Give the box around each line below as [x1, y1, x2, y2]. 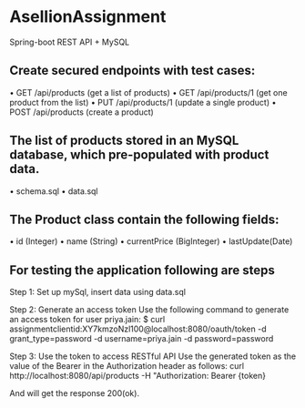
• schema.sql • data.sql [9, 185, 98, 197]
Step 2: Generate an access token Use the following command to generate [9, 304, 290, 315]
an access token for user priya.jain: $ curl [9, 314, 166, 325]
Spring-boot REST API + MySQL [9, 36, 130, 47]
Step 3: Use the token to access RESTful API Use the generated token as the [9, 351, 297, 362]
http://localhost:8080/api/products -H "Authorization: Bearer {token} [9, 371, 267, 382]
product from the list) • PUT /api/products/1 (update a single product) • [9, 97, 277, 107]
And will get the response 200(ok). [9, 388, 139, 399]
